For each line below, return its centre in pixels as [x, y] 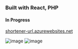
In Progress [18, 20]
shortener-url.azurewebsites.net [39, 31]
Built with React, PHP [32, 8]
